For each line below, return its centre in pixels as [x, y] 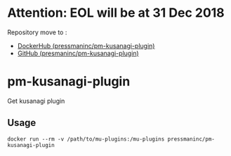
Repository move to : [37, 32]
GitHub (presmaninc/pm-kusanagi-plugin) [78, 53]
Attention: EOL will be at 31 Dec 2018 [116, 13]
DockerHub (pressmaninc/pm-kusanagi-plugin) [86, 45]
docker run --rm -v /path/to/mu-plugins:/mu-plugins [86, 139]
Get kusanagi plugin [36, 101]
